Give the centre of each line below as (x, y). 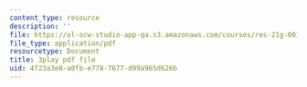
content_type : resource (55, 18)
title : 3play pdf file (53, 60)
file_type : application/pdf (63, 43)
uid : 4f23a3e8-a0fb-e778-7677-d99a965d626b (94, 69)
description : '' (40, 26)
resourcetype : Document (55, 52)
